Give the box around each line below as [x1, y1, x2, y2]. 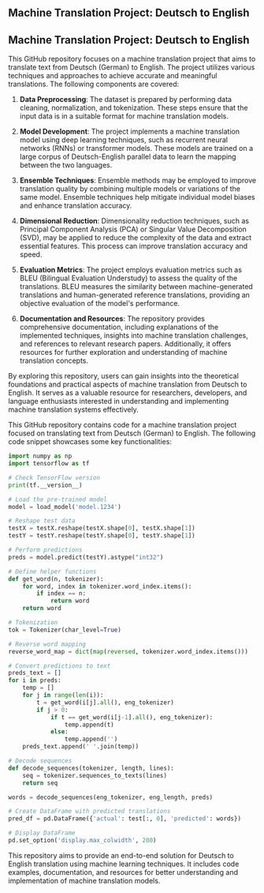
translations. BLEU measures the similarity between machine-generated [19, 282, 254, 292]
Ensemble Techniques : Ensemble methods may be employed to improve [19, 175, 257, 185]
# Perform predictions [8, 546, 83, 554]
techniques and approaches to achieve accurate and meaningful [8, 71, 218, 81]
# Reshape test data [8, 517, 76, 525]
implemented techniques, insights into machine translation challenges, [19, 331, 248, 341]
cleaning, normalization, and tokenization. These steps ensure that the [19, 103, 248, 113]
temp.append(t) [64, 721, 114, 729]
